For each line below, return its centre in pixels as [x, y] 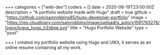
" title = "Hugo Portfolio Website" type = [108, 28]
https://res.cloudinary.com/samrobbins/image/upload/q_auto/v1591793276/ [83, 22]
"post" [12, 33]
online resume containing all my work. [43, 47]
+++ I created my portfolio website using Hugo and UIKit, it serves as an [78, 42]
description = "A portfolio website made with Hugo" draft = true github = [78, 12]
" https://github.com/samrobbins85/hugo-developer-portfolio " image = [76, 17]
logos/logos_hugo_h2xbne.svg [36, 28]
